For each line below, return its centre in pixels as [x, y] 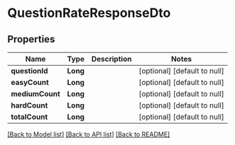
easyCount [30, 82]
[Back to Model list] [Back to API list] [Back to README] [89, 134]
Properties [31, 39]
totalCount [29, 117]
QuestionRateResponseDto [89, 13]
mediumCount [35, 94]
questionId [29, 71]
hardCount [29, 105]
